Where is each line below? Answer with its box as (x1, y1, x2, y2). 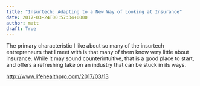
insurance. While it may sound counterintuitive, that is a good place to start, (6, 55, 195, 62)
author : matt (6, 20, 39, 26)
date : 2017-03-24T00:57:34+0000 (6, 14, 88, 20)
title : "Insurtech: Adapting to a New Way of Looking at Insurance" (6, 8, 182, 15)
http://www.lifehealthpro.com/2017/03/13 (6, 73, 109, 80)
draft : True (6, 25, 36, 32)
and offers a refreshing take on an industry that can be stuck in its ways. (6, 61, 187, 69)
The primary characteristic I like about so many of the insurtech (6, 42, 164, 49)
